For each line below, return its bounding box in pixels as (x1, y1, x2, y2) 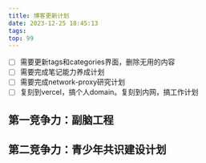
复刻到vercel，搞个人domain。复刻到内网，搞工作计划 (19, 88, 199, 97)
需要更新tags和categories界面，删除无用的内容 (19, 57, 176, 67)
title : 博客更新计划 (8, 11, 70, 20)
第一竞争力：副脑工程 (8, 113, 114, 127)
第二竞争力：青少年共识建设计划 (8, 143, 167, 157)
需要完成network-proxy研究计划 (19, 77, 126, 87)
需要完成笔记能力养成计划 (19, 67, 105, 77)
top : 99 (8, 34, 34, 43)
